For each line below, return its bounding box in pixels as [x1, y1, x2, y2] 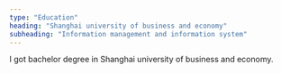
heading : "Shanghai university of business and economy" [9, 21, 228, 30]
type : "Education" [9, 12, 78, 22]
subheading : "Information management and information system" [9, 29, 248, 38]
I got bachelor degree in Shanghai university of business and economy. [9, 54, 274, 65]
